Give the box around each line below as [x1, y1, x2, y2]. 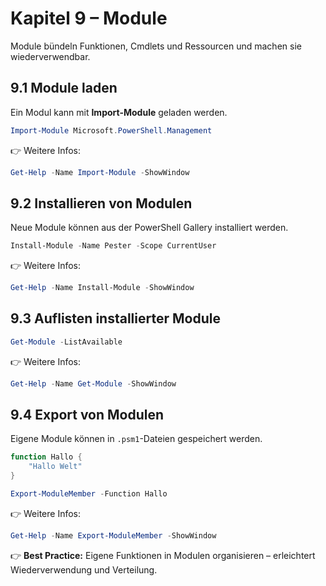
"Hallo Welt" [28, 462, 83, 472]
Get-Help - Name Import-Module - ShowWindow [10, 167, 190, 177]
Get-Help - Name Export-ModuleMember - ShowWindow [10, 530, 217, 541]
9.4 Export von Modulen [10, 407, 165, 424]
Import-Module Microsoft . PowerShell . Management [10, 125, 213, 136]
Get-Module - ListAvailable [10, 337, 123, 347]
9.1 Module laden [10, 80, 118, 97]
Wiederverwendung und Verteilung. [10, 563, 158, 576]
